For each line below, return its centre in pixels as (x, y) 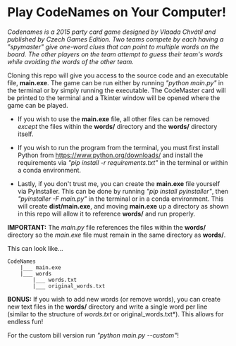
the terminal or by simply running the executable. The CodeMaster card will (117, 90)
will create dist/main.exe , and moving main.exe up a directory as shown (123, 206)
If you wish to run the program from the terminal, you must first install (118, 147)
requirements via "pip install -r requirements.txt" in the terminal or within (123, 162)
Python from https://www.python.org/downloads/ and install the (110, 155)
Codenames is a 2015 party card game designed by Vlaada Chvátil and (112, 32)
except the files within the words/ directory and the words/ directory (117, 126)
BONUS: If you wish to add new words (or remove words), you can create (114, 299)
